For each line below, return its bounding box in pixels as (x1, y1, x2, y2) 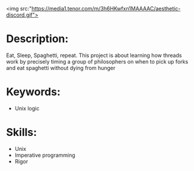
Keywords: (6, 85, 61, 99)
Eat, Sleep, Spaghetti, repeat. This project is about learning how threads (6, 52, 182, 59)
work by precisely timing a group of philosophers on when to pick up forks (6, 58, 189, 65)
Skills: (6, 126, 37, 139)
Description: (6, 32, 69, 46)
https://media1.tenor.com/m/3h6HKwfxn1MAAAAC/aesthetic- (31, 5, 181, 12)
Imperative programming (14, 151, 75, 159)
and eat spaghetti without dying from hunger (6, 64, 116, 71)
